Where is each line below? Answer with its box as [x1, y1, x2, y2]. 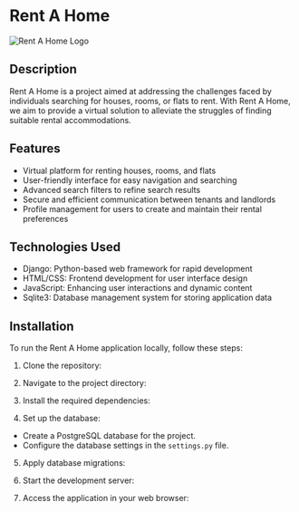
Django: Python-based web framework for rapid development [22, 264, 253, 275]
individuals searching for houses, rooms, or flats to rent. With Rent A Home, [9, 95, 292, 106]
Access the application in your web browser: [22, 493, 189, 504]
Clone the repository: [22, 360, 102, 372]
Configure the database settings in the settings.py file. [22, 440, 229, 451]
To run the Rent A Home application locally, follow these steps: [9, 343, 243, 353]
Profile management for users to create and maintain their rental [22, 203, 263, 214]
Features [9, 141, 61, 157]
